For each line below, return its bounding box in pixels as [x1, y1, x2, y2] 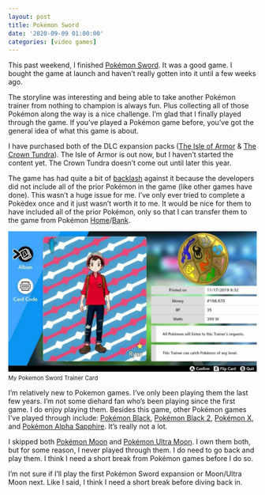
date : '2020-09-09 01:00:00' [8, 29, 104, 37]
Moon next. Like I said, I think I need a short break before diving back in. [8, 477, 243, 486]
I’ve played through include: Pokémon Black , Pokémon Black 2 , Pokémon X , [8, 413, 254, 422]
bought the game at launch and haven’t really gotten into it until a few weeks [8, 69, 256, 78]
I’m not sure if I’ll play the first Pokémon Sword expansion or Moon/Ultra [8, 469, 242, 478]
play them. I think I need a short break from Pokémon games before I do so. [8, 453, 254, 463]
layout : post [8, 13, 51, 21]
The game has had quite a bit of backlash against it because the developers [8, 174, 255, 183]
